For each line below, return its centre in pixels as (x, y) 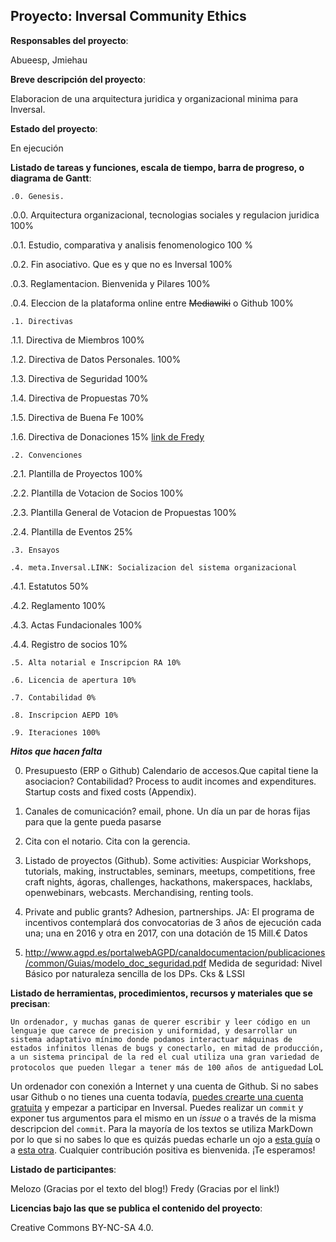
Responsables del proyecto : (69, 40)
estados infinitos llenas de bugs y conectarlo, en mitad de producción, (167, 1048)
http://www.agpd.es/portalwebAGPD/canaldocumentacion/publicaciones (175, 952)
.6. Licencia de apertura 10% (73, 680)
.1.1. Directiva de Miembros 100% (77, 340)
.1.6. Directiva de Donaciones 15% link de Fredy (107, 436)
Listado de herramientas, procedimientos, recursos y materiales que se (161, 993)
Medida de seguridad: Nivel (265, 963)
